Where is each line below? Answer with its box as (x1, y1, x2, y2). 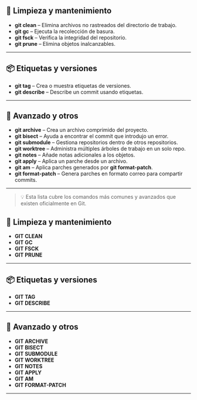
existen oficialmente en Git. (20, 200, 87, 207)
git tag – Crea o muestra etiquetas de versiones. (14, 82, 132, 89)
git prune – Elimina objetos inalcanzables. (14, 40, 116, 47)
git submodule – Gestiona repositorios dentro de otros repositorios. (14, 139, 178, 146)
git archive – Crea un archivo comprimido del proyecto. (14, 126, 148, 134)
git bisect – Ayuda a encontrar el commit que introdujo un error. (14, 133, 169, 140)
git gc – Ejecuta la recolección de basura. (14, 28, 115, 35)
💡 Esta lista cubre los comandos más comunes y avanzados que (20, 194, 176, 201)
